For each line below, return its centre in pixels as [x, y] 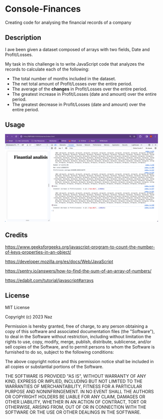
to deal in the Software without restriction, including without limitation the [78, 336]
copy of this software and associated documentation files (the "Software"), [80, 331]
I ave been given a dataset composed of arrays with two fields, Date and [77, 49]
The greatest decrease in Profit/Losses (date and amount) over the [79, 104]
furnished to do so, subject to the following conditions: [59, 352]
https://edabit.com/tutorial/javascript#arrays [49, 280]
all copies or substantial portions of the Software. [54, 367]
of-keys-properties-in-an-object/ [38, 252]
